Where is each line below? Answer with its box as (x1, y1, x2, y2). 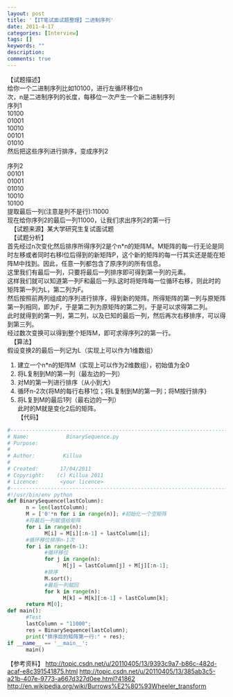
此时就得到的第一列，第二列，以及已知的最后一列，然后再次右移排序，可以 (7, 311, 220, 319)
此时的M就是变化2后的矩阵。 (17, 404, 100, 412)
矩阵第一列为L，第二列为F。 (7, 285, 88, 294)
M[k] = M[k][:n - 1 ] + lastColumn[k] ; (62, 594, 169, 601)
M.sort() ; (44, 575, 73, 582)
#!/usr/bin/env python (7, 491, 73, 498)
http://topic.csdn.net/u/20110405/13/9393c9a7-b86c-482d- (44, 660, 217, 668)
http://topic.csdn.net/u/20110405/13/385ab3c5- (79, 667, 216, 675)
